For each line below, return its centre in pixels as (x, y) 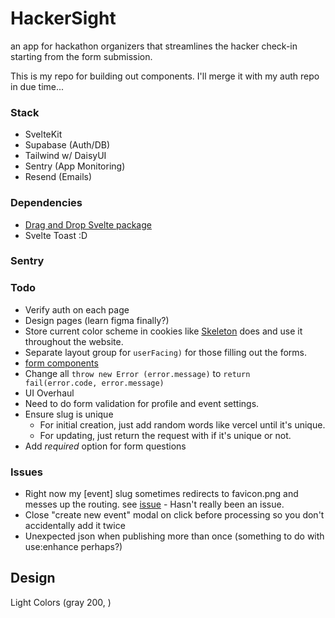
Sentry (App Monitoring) (75, 166)
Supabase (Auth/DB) (67, 145)
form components (61, 363)
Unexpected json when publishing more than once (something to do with (174, 536)
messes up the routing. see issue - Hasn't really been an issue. (154, 504)
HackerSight (63, 18)
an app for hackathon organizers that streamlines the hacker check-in (154, 46)
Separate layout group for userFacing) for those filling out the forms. (166, 352)
